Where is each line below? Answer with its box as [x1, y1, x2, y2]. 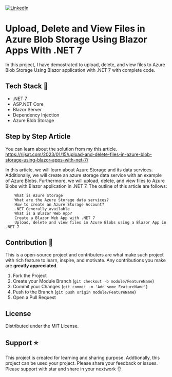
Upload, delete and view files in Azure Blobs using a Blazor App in [14, 220, 167, 225]
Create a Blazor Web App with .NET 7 [14, 215, 95, 221]
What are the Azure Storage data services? [14, 197, 109, 203]
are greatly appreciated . [5, 263, 58, 269]
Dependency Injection [12, 112, 60, 118]
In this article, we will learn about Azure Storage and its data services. [5, 167, 153, 173]
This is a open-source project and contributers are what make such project [5, 252, 164, 258]
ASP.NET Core [12, 101, 44, 107]
